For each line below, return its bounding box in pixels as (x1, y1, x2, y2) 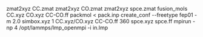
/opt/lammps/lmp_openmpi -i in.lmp (19, 24, 108, 31)
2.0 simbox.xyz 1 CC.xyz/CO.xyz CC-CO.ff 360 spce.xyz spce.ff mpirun (12, 18, 192, 24)
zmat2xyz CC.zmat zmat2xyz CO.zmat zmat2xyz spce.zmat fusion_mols (6, 5, 188, 12)
